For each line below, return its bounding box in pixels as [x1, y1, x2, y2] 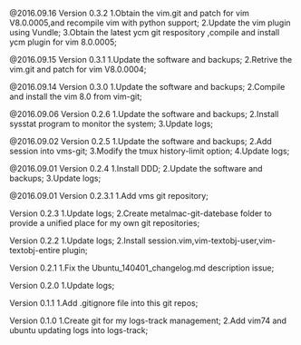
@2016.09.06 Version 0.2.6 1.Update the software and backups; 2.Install [9, 109, 279, 119]
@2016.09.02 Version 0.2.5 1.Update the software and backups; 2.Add [9, 136, 272, 146]
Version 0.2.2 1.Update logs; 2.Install [9, 235, 147, 246]
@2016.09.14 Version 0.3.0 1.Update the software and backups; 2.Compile [9, 82, 286, 92]
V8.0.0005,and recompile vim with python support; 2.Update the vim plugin [9, 17, 292, 28]
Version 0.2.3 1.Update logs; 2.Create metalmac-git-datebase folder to [9, 208, 272, 219]
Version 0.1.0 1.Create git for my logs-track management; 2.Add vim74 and [9, 315, 287, 326]
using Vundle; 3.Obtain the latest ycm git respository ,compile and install [9, 27, 280, 37]
